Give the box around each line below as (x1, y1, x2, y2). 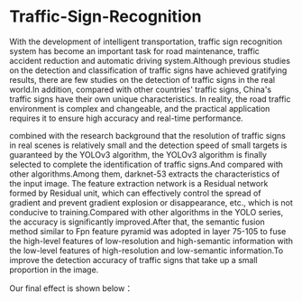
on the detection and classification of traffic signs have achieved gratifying (9, 65, 288, 76)
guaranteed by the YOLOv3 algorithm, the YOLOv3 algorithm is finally (9, 149, 268, 160)
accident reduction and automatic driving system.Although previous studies (9, 55, 291, 66)
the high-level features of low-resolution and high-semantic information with (9, 235, 293, 246)
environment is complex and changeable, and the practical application (9, 103, 270, 114)
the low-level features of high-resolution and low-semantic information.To (9, 245, 284, 256)
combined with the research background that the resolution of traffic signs (9, 130, 286, 141)
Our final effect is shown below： (9, 282, 133, 294)
